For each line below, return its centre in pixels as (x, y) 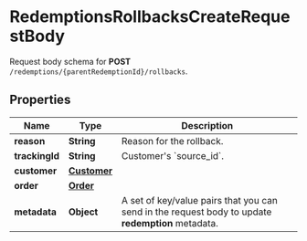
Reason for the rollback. (173, 141)
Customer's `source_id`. (173, 155)
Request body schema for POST (70, 61)
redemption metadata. (170, 223)
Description (207, 125)
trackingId (37, 155)
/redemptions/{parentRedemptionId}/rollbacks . (99, 71)
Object (83, 212)
